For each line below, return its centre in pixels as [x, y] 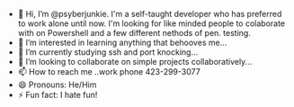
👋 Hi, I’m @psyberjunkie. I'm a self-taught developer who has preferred [150, 14]
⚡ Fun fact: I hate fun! [58, 95]
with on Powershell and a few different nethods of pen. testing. [134, 33]
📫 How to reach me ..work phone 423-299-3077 [109, 71]
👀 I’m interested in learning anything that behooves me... [122, 42]
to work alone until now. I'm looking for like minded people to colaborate [151, 23]
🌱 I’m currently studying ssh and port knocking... [108, 52]
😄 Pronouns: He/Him [57, 85]
